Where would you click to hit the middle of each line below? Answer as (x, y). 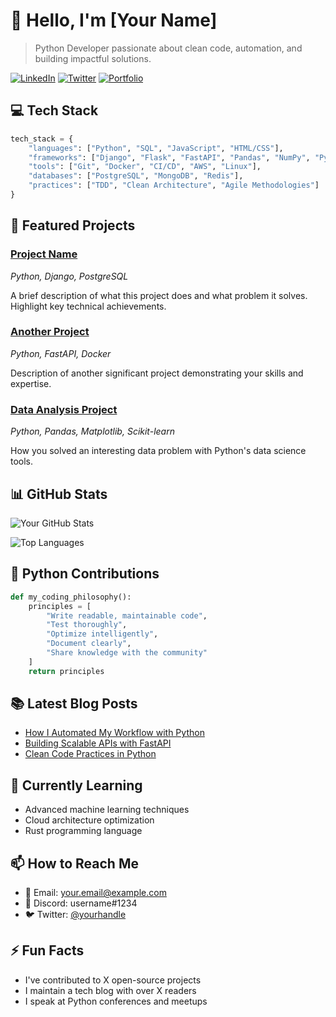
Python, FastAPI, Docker (61, 353)
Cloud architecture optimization (89, 820)
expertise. (31, 383)
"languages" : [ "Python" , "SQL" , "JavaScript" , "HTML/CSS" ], (156, 148)
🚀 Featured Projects (73, 225)
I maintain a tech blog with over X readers (110, 990)
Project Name (44, 254)
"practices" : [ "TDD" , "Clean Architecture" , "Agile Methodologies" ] (174, 185)
